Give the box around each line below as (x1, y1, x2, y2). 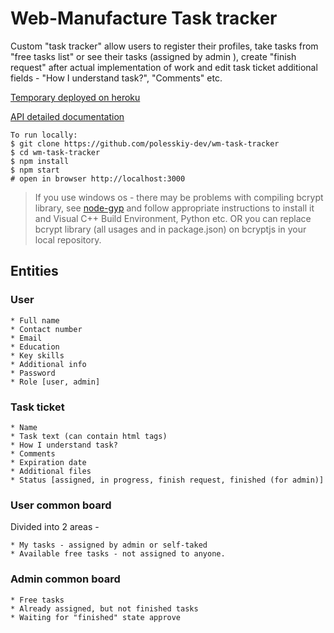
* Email (10, 333, 43, 343)
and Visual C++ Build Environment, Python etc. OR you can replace (34, 212, 312, 224)
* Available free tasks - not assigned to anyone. (10, 549, 226, 559)
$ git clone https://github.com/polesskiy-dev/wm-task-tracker (10, 138, 280, 149)
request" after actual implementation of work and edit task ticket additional (10, 61, 318, 73)
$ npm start (10, 165, 60, 175)
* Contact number (10, 324, 83, 334)
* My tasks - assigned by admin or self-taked (10, 540, 208, 551)
